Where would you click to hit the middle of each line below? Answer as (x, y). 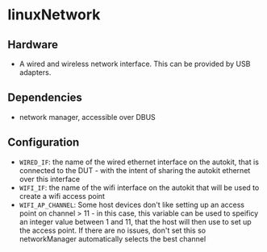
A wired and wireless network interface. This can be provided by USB (135, 64)
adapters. (35, 72)
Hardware (33, 45)
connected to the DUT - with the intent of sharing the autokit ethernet (135, 170)
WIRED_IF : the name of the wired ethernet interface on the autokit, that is (139, 162)
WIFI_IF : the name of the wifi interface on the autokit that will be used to (139, 188)
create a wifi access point (62, 196)
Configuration (44, 143)
